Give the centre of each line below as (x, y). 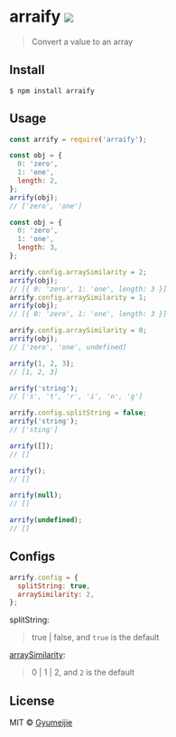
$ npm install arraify (52, 91)
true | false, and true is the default (95, 638)
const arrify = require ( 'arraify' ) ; (78, 139)
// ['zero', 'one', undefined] (68, 347)
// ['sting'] (34, 430)
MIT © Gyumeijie (41, 723)
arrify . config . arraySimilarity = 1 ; (78, 297)
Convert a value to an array (82, 42)
